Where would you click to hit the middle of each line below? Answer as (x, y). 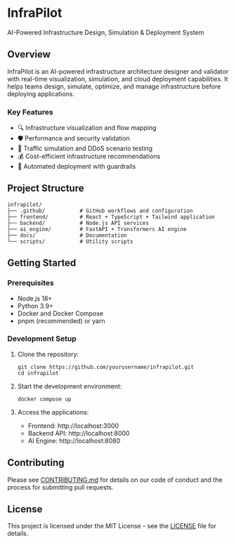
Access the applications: (53, 412)
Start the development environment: (70, 386)
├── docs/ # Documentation (67, 235)
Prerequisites (31, 283)
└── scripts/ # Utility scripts (70, 241)
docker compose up (44, 399)
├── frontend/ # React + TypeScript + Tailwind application (111, 217)
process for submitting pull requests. (60, 487)
